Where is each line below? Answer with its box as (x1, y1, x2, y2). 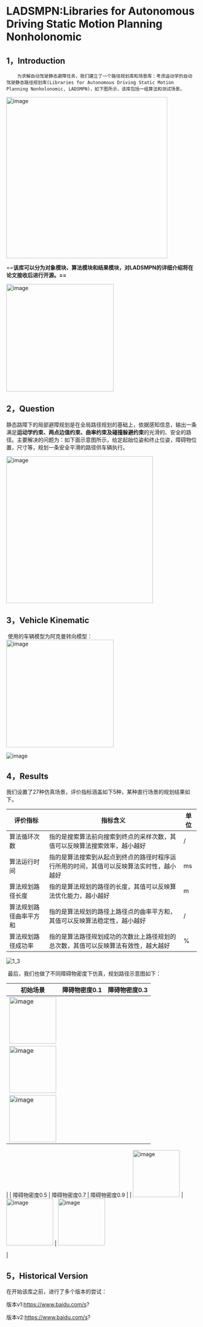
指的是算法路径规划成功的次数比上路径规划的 (49, 933, 176, 941)
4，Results (6, 771, 49, 782)
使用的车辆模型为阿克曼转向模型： (7, 632, 92, 640)
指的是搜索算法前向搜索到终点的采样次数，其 (49, 833, 176, 841)
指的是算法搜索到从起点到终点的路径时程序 (49, 853, 170, 861)
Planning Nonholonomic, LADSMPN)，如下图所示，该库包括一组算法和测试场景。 (6, 86, 185, 92)
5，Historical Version (6, 1271, 89, 1281)
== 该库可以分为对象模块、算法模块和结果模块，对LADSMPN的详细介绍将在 (6, 264, 193, 271)
